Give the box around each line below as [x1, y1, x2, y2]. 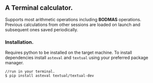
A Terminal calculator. [5, 4, 73, 12]
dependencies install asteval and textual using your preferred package [5, 55, 149, 60]
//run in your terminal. [5, 69, 55, 74]
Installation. [5, 38, 34, 45]
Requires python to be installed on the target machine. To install [5, 50, 132, 56]
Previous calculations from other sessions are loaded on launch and [5, 22, 140, 27]
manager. [5, 60, 24, 66]
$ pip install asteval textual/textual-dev [5, 73, 94, 78]
